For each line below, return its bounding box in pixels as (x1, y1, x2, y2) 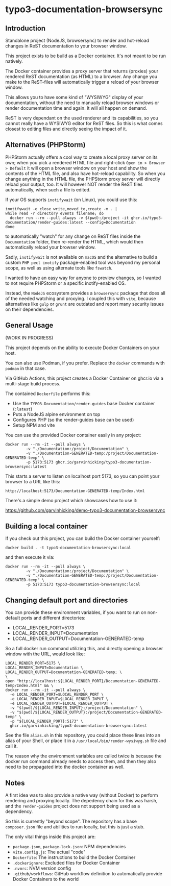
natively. (5, 58, 23, 64)
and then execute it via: (5, 554, 55, 560)
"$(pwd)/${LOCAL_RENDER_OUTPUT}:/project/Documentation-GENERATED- (16, 710, 163, 715)
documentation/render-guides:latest (5, 219, 83, 225)
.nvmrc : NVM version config (12, 865, 71, 871)
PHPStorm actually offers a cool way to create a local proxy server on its (5, 154, 158, 160)
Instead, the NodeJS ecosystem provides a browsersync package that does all (5, 290, 166, 296)
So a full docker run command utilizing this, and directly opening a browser (5, 646, 163, 652)
